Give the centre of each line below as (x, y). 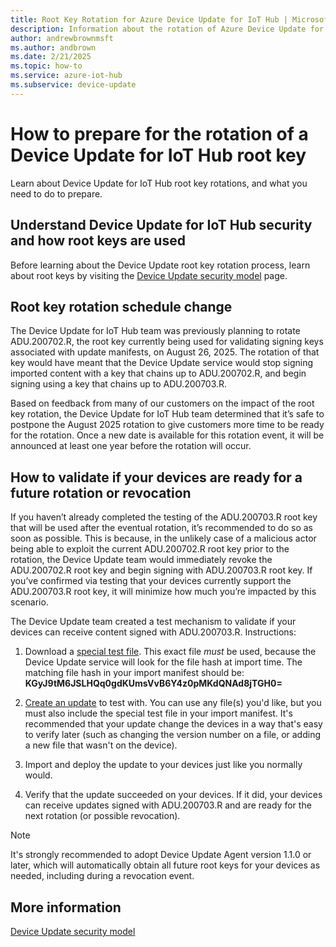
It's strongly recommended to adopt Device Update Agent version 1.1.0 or (161, 855)
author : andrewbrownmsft (62, 38)
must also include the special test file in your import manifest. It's (158, 713)
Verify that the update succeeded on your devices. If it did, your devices (173, 795)
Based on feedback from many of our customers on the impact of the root (162, 403)
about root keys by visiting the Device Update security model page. (149, 275)
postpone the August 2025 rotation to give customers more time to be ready (167, 425)
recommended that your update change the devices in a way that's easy (173, 724)
